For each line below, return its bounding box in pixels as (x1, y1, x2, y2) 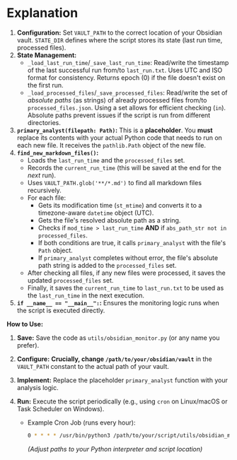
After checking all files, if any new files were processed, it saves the (27, 269, 226, 277)
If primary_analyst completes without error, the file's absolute (37, 253, 219, 262)
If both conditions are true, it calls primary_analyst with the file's (37, 238, 226, 247)
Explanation (6, 5, 79, 21)
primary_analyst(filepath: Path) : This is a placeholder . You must (16, 126, 213, 134)
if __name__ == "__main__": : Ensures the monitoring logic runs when (16, 298, 220, 307)
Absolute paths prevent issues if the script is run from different (27, 111, 211, 119)
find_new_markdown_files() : (16, 148, 99, 157)
